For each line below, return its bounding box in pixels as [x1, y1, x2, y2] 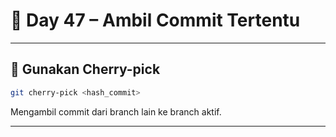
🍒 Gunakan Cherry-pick [10, 61, 161, 78]
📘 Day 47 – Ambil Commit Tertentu [10, 9, 301, 32]
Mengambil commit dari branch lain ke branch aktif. [10, 105, 222, 118]
